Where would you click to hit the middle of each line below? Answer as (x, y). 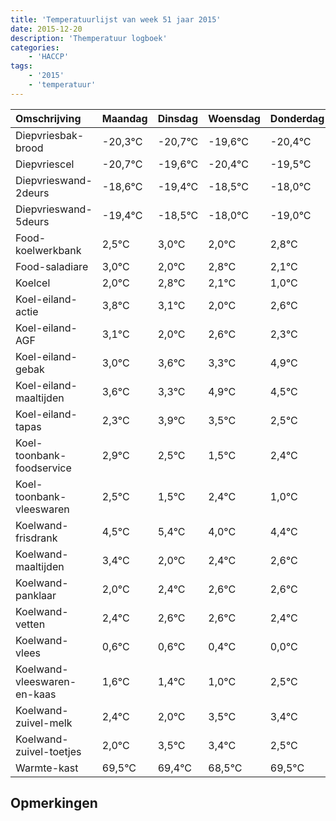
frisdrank (36, 538)
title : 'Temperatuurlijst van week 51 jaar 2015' (116, 19)
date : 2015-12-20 (46, 29)
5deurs (32, 221)
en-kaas (36, 694)
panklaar (36, 595)
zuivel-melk (44, 723)
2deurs (32, 193)
